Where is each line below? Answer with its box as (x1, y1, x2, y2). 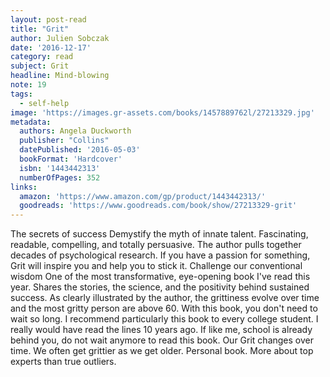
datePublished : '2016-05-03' (19, 145, 141, 155)
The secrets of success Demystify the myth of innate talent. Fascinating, (10, 228, 309, 240)
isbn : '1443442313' (19, 163, 101, 173)
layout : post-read (10, 14, 87, 25)
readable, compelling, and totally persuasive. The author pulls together (10, 239, 302, 251)
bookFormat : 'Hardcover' (19, 154, 123, 164)
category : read (10, 52, 74, 62)
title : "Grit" (10, 24, 70, 34)
